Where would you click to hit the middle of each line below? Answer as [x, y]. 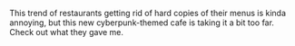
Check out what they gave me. [67, 32]
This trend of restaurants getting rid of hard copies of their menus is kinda [148, 13]
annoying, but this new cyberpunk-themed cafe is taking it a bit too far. [142, 23]
